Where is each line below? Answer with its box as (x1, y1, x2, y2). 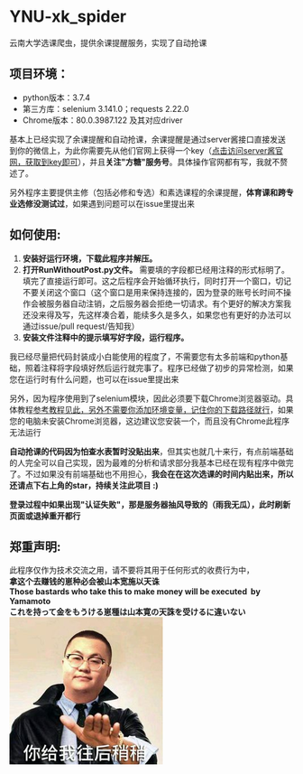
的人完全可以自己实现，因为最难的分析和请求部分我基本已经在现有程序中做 (9, 457, 286, 468)
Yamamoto (9, 596, 51, 607)
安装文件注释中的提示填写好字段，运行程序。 (22, 331, 189, 342)
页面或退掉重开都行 (9, 510, 81, 521)
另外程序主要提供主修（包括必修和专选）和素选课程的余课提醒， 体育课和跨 (9, 187, 286, 198)
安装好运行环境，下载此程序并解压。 (22, 253, 158, 264)
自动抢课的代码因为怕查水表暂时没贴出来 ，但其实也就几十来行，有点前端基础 (9, 445, 294, 457)
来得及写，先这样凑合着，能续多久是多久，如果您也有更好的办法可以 (38, 309, 291, 320)
